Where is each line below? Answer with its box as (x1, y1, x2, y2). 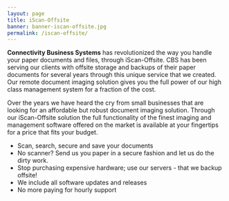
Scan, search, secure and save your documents (17, 141, 154, 150)
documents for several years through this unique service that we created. (7, 71, 217, 79)
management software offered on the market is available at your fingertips (7, 121, 219, 129)
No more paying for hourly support (17, 186, 117, 194)
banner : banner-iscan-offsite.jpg (7, 23, 107, 30)
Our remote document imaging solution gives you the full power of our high (7, 78, 221, 87)
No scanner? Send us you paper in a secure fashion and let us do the (17, 149, 214, 157)
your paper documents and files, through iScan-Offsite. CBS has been (7, 56, 207, 64)
